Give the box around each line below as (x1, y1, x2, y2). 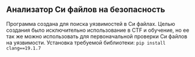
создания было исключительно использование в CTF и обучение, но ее (6, 26, 190, 33)
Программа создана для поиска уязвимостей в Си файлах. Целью (6, 20, 175, 27)
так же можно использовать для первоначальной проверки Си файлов (6, 32, 187, 40)
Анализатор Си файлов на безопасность (6, 5, 165, 15)
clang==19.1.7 (6, 45, 42, 51)
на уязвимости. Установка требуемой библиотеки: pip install (6, 39, 166, 46)
